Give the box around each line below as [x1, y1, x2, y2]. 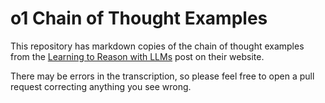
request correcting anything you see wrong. [10, 80, 192, 92]
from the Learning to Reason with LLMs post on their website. [10, 50, 265, 62]
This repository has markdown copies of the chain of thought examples [10, 40, 305, 52]
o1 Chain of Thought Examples [10, 7, 268, 30]
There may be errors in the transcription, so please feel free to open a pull [10, 70, 315, 82]
